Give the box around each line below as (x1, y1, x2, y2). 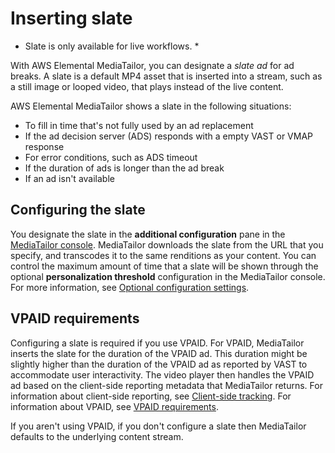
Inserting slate (10, 7, 133, 30)
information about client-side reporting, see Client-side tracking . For (10, 390, 292, 402)
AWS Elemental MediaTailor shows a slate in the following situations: (10, 100, 292, 112)
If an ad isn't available (24, 172, 115, 184)
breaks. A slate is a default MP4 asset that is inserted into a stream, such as (10, 70, 323, 82)
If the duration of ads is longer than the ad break (24, 162, 225, 174)
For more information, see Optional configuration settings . (10, 281, 250, 293)
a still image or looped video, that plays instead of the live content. (10, 80, 284, 92)
